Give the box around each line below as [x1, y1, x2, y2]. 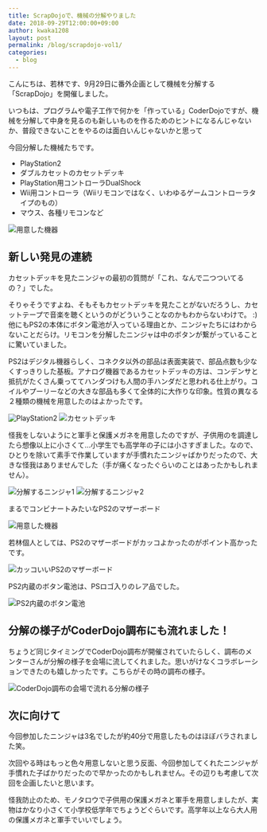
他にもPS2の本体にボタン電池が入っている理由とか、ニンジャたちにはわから [8, 319, 257, 329]
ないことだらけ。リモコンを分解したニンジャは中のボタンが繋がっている [8, 330, 244, 339]
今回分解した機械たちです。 [8, 143, 99, 152]
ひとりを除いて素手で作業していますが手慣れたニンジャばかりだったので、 [8, 450, 251, 459]
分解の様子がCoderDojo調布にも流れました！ [8, 624, 230, 638]
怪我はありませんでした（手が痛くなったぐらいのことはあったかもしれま [21, 459, 258, 470]
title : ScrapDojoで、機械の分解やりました [8, 11, 137, 20]
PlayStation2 [19, 158, 62, 168]
